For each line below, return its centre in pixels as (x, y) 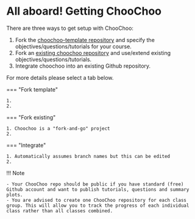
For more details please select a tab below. (60, 77)
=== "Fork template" (32, 89)
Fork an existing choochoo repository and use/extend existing (93, 52)
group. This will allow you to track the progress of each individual (98, 206)
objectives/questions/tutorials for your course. (73, 46)
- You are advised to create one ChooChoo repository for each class (97, 200)
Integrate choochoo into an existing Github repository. (83, 66)
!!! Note (16, 173)
